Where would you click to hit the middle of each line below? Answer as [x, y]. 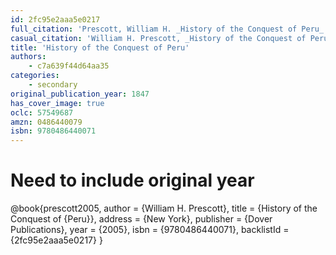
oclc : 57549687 [42, 112]
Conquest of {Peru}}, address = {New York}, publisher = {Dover [141, 219]
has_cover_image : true [57, 103]
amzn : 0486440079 [46, 122]
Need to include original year [132, 180]
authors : [28, 57]
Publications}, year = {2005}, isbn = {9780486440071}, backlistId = [150, 230]
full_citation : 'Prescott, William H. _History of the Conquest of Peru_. [169, 29]
